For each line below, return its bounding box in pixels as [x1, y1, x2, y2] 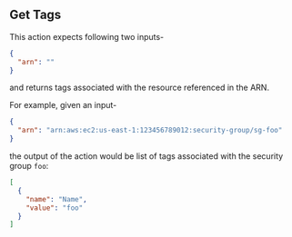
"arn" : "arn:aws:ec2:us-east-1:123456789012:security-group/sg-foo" [17, 126, 283, 135]
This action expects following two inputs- [9, 31, 165, 42]
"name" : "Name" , [25, 194, 88, 203]
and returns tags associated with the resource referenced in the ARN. [9, 82, 270, 94]
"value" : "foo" [25, 203, 84, 212]
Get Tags [9, 7, 62, 23]
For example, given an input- [9, 100, 117, 111]
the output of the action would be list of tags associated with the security [9, 151, 284, 162]
